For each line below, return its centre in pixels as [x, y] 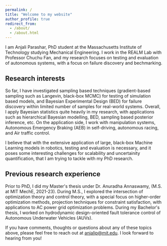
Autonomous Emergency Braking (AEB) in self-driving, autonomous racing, [82, 127]
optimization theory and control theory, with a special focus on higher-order [83, 197]
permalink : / [19, 10]
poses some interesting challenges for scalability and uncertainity [73, 153]
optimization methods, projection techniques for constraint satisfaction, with [83, 202]
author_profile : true [28, 19]
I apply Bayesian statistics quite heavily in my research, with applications [80, 112]
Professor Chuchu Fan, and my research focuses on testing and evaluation [82, 58]
